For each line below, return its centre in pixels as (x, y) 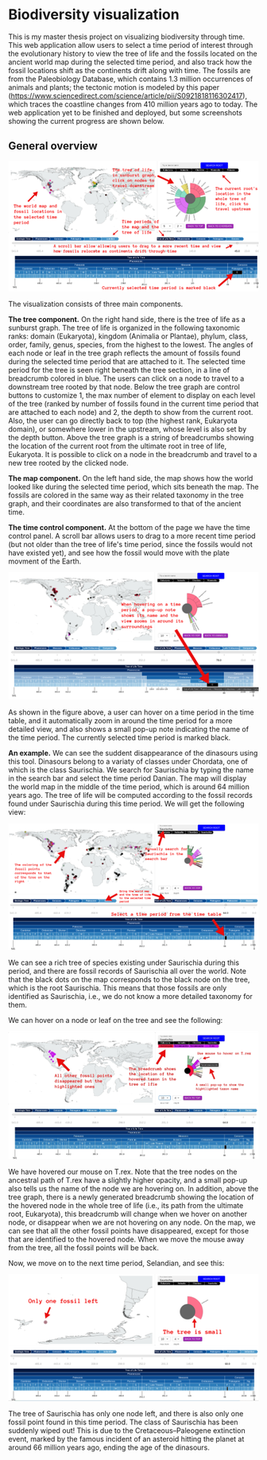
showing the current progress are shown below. (86, 121)
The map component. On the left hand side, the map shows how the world (131, 478)
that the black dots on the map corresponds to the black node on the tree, (129, 979)
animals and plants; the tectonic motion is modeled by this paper (114, 87)
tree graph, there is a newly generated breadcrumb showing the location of (131, 1197)
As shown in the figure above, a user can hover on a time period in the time (131, 712)
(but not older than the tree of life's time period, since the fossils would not (130, 544)
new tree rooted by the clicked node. (68, 463)
